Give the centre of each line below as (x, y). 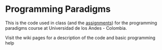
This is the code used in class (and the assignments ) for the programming (81, 23)
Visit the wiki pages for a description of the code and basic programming (80, 38)
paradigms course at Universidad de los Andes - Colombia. (66, 28)
